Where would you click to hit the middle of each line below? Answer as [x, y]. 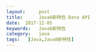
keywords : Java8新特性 [36, 28]
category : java [28, 34]
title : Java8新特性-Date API [48, 17]
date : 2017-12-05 [29, 23]
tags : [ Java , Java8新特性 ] [40, 39]
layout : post [28, 12]
